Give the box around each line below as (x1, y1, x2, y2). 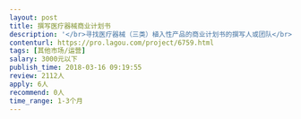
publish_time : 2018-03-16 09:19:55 (9, 64, 142, 72)
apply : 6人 (9, 80, 49, 89)
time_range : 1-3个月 (9, 96, 83, 106)
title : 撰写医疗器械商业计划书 (9, 21, 111, 30)
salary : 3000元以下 (9, 55, 78, 64)
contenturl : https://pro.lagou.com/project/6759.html (9, 38, 215, 47)
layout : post (9, 13, 58, 22)
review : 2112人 (9, 72, 64, 81)
